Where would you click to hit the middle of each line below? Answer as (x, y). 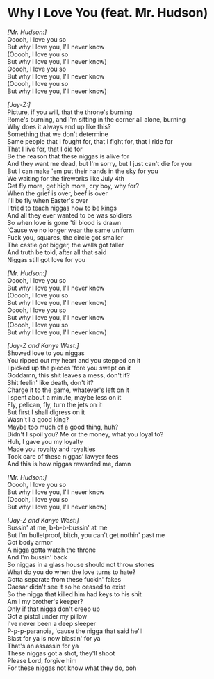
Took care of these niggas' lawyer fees (63, 456)
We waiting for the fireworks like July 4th (66, 178)
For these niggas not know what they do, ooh (72, 668)
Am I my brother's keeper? (45, 601)
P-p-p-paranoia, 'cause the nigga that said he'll (75, 631)
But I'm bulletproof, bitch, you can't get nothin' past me (86, 535)
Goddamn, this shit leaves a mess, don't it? (68, 375)
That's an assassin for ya (43, 646)
